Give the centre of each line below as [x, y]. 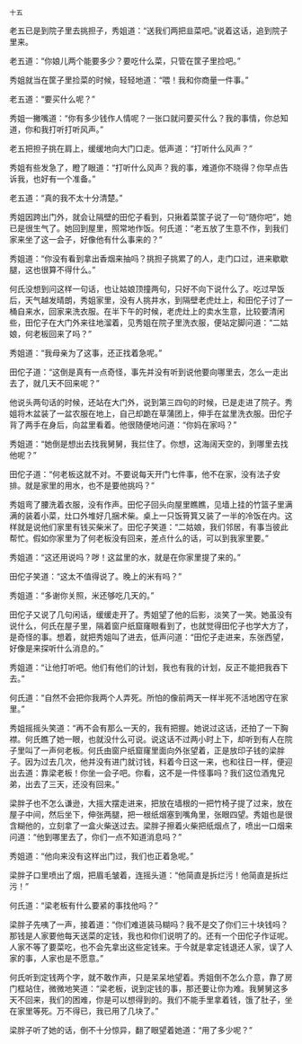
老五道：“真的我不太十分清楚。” [66, 198]
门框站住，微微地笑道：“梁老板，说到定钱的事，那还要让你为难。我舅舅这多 [149, 988]
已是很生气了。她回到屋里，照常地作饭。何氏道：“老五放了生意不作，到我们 [149, 228]
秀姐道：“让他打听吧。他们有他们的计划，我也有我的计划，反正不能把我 [141, 667]
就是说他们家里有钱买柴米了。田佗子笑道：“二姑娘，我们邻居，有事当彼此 [153, 527]
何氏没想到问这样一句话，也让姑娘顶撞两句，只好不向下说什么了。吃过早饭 [147, 289]
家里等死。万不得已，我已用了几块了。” [88, 1011]
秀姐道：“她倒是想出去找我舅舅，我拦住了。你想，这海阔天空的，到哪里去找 [149, 444]
